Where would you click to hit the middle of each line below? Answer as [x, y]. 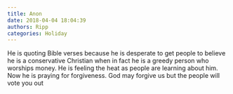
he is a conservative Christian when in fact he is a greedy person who [108, 61]
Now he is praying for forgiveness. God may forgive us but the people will [113, 76]
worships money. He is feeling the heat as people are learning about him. [113, 68]
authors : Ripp [28, 27]
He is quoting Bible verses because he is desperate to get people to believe [116, 53]
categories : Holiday [38, 33]
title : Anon [25, 14]
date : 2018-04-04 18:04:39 [47, 20]
